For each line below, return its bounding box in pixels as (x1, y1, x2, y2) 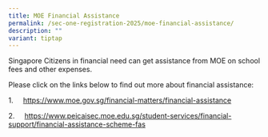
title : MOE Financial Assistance (8, 11, 120, 20)
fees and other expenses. (8, 65, 93, 75)
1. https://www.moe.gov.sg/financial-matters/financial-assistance (8, 95, 232, 105)
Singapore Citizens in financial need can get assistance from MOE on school (8, 56, 261, 66)
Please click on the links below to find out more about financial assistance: (8, 80, 254, 90)
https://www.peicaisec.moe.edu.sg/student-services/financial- (24, 111, 232, 121)
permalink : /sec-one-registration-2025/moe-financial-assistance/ (8, 19, 234, 27)
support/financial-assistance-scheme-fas (8, 119, 146, 129)
